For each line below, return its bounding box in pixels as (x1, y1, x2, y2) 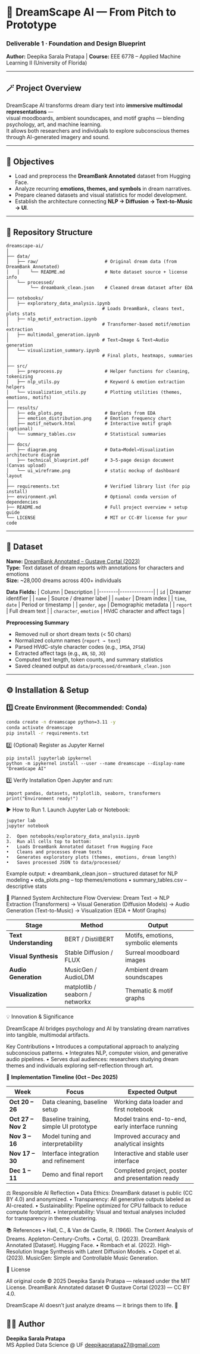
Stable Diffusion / (64, 948, 113, 957)
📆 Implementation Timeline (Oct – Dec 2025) (6, 1074, 118, 1081)
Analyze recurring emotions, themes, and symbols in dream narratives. (14, 185, 192, 192)
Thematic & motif (124, 987, 173, 995)
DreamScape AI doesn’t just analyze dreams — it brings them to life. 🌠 (6, 1302, 179, 1309)
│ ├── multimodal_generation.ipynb (6, 332, 100, 338)
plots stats (6, 311, 36, 317)
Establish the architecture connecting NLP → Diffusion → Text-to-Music (14, 198, 193, 205)
